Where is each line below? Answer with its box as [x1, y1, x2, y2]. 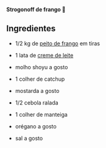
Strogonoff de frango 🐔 [6, 6, 66, 13]
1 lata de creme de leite [15, 51, 74, 59]
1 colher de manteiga [15, 111, 68, 118]
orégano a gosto [15, 122, 57, 130]
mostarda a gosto [15, 87, 60, 94]
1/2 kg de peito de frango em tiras [15, 40, 101, 47]
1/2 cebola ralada [15, 98, 59, 106]
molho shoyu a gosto [15, 63, 68, 70]
